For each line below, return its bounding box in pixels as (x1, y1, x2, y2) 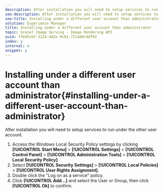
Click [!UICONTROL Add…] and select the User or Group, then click (12, 178, 149, 184)
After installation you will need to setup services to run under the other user (5, 127, 157, 132)
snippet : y (5, 48, 27, 53)
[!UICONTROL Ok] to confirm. (12, 183, 73, 189)
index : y (5, 39, 23, 44)
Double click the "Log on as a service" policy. (12, 172, 104, 178)
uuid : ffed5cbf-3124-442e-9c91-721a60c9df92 (5, 35, 97, 40)
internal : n (5, 43, 29, 48)
